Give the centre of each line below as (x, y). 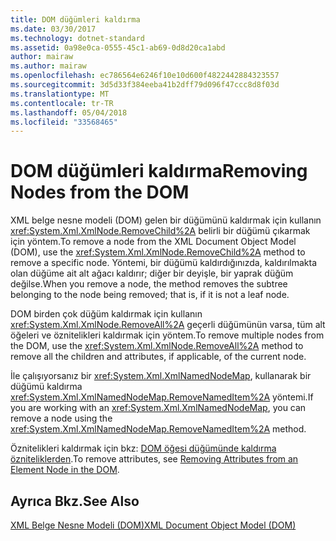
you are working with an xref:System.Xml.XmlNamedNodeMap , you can (158, 408)
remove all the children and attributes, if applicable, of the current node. (158, 357)
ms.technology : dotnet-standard (77, 38)
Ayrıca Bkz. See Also (75, 501)
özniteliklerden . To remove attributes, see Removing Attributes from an (154, 459)
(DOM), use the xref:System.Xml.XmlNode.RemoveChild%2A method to (158, 252)
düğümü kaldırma (46, 387)
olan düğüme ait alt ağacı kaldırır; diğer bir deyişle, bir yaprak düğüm (152, 273)
